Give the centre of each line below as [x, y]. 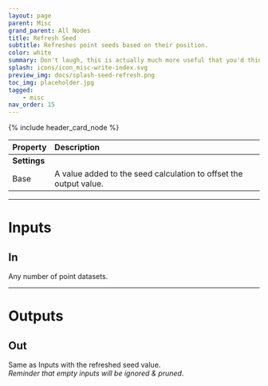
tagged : [21, 90]
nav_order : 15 [32, 105]
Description [77, 147]
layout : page [30, 16]
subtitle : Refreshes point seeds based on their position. [108, 46]
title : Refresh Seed [43, 38]
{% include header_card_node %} [64, 128]
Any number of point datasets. [58, 277]
